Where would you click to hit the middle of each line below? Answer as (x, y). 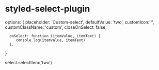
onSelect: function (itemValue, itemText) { (55, 36)
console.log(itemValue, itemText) (51, 40)
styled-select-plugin (48, 9)
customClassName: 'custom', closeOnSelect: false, (56, 27)
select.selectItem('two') (29, 62)
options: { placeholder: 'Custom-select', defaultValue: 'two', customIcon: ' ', (79, 22)
